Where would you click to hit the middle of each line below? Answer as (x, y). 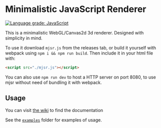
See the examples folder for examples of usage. (54, 120)
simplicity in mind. (24, 38)
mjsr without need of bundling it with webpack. (53, 82)
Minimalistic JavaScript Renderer (76, 9)
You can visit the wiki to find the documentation (54, 110)
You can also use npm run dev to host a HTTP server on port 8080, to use (80, 77)
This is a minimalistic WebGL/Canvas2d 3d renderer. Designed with (74, 32)
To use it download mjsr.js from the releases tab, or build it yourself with (81, 47)
